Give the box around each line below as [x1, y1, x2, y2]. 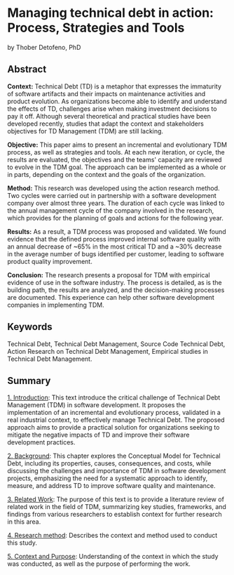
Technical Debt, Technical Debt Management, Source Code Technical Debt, [7, 339, 226, 348]
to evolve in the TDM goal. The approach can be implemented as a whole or [7, 163, 226, 171]
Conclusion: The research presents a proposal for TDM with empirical [7, 270, 210, 279]
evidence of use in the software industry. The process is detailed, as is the [7, 278, 222, 286]
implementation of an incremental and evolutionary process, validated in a [7, 409, 221, 417]
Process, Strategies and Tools [7, 20, 185, 36]
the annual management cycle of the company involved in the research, [7, 206, 214, 215]
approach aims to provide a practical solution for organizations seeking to [7, 423, 220, 432]
